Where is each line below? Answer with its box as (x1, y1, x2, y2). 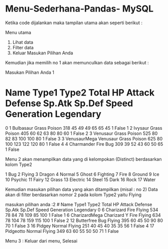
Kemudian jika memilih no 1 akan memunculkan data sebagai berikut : (5, 59, 149, 65)
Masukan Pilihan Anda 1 (5, 69, 54, 75)
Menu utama (5, 29, 32, 35)
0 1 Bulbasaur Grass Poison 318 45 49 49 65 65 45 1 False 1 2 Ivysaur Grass (5, 125, 162, 131)
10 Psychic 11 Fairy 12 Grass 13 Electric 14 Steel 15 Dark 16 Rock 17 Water (5, 177, 156, 183)
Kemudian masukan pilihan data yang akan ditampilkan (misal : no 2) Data (5, 186, 158, 192)
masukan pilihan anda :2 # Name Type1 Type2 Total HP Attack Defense (5, 201, 152, 207)
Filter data (12, 44, 34, 50)
